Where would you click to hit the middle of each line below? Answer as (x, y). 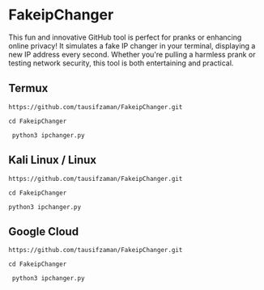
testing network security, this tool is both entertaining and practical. (121, 63)
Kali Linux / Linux (53, 160)
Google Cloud (44, 231)
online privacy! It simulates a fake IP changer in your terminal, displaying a (132, 45)
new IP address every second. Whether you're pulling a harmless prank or (132, 54)
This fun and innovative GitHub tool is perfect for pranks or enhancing (125, 37)
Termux (28, 88)
